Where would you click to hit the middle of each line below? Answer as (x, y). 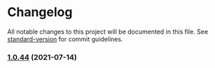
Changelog (40, 12)
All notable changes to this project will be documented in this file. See (108, 32)
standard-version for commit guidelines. (65, 39)
